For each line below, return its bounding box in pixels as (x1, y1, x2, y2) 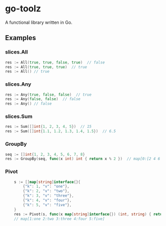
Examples (5, 34, 36, 42)
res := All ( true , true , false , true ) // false (5, 60, 105, 65)
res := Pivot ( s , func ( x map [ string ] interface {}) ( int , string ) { (14, 212, 152, 217)
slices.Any (5, 81, 31, 88)
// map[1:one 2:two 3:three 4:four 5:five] (14, 216, 105, 221)
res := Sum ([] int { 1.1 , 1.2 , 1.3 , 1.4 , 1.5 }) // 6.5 (5, 129, 116, 134)
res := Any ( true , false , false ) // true (5, 92, 92, 97)
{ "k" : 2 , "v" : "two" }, (23, 189, 70, 194)
